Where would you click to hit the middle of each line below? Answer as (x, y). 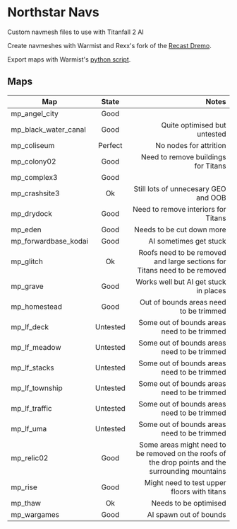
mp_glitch (27, 261)
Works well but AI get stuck (181, 282)
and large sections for (190, 261)
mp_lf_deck (30, 326)
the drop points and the (188, 462)
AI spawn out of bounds (187, 514)
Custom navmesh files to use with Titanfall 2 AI (76, 32)
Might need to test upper (185, 482)
